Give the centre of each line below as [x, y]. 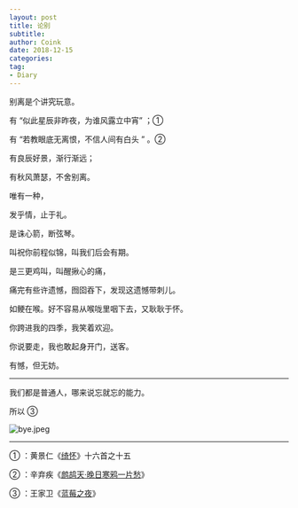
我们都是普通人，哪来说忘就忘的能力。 [79, 392]
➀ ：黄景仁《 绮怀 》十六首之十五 [70, 455]
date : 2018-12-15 [41, 51]
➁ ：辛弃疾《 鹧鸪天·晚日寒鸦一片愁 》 [79, 474]
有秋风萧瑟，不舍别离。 [52, 176]
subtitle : [27, 34]
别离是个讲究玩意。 [44, 101]
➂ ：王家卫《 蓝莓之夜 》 [55, 493]
